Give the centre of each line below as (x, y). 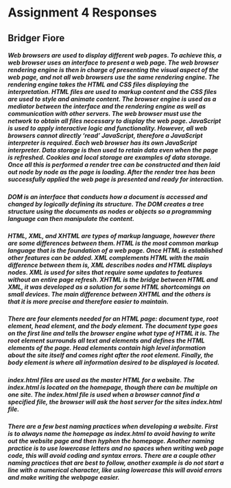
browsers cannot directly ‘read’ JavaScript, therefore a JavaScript (105, 136)
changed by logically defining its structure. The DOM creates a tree (106, 204)
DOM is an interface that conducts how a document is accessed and (108, 196)
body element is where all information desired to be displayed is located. (114, 362)
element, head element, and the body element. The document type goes (113, 326)
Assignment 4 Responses (82, 13)
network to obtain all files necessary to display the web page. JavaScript (114, 121)
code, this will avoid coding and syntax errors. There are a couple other (112, 456)
